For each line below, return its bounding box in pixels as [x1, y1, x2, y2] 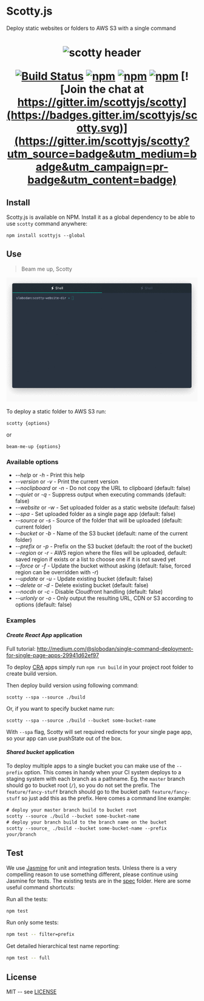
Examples [6, 616, 36, 625]
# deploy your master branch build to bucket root [6, 807, 137, 813]
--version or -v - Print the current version [15, 478, 119, 485]
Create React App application [6, 631, 83, 638]
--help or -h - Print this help [15, 471, 85, 479]
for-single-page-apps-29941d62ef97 [6, 651, 99, 659]
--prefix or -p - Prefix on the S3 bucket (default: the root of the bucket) [15, 543, 193, 550]
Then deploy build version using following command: [6, 682, 139, 689]
